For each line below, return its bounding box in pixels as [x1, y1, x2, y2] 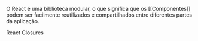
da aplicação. [6, 18, 40, 24]
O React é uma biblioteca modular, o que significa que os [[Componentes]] [6, 5, 191, 12]
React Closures [6, 29, 44, 36]
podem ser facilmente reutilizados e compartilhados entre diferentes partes [6, 11, 193, 18]
